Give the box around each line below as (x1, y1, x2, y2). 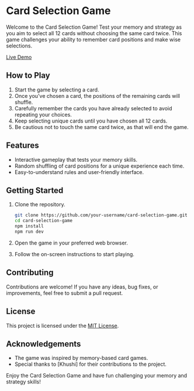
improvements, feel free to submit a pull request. (6, 289, 123, 297)
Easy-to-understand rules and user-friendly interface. (14, 168, 144, 175)
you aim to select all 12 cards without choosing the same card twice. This (6, 29, 182, 36)
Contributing (6, 268, 54, 278)
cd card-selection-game (14, 218, 73, 224)
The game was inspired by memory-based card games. (14, 355, 148, 362)
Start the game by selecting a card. (14, 86, 99, 93)
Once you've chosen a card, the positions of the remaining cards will (14, 92, 180, 99)
